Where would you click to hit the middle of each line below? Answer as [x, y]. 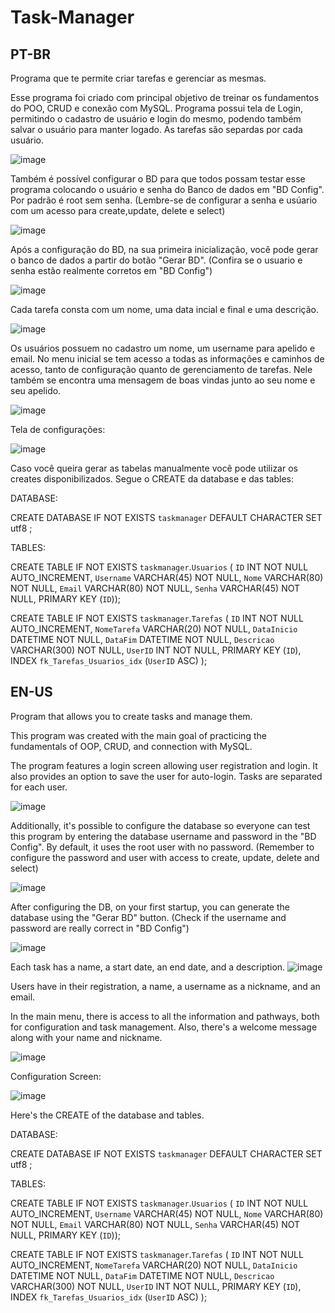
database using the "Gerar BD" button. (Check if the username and [148, 917]
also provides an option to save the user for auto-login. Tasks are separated [166, 776]
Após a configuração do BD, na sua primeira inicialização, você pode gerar [164, 249]
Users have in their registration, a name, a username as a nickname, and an [165, 986]
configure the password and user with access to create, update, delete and [165, 857]
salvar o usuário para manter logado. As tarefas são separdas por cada [156, 129]
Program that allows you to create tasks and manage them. [131, 716]
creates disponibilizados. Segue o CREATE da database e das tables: [152, 479]
